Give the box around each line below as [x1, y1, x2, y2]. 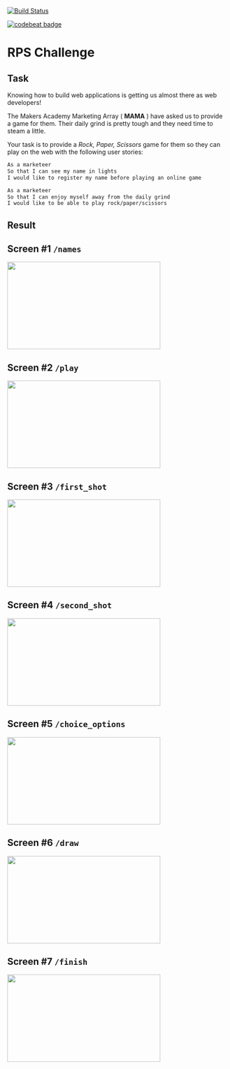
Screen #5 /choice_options [7, 718, 126, 730]
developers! [7, 99, 42, 106]
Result [7, 219, 36, 231]
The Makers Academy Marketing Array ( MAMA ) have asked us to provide [7, 112, 223, 120]
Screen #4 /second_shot [7, 599, 112, 611]
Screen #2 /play [7, 361, 79, 373]
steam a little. [7, 127, 46, 135]
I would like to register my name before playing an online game [7, 174, 201, 181]
